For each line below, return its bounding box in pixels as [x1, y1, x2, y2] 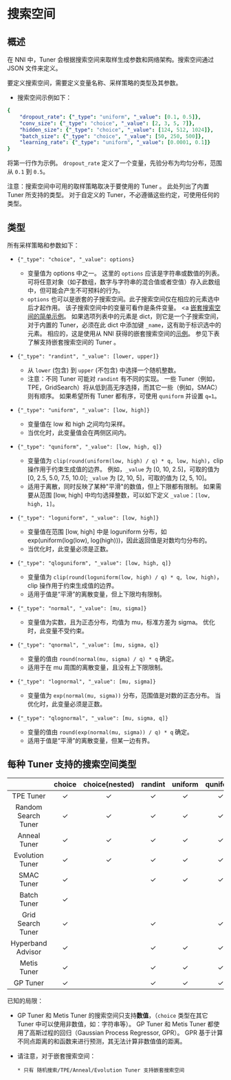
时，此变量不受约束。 [27, 626, 88, 635]
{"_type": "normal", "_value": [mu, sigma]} [16, 604, 147, 612]
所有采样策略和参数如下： [7, 241, 80, 249]
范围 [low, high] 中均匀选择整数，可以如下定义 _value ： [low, [39, 491, 211, 499]
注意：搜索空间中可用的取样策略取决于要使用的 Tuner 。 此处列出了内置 [7, 182, 210, 190]
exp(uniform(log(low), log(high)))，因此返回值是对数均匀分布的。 [27, 536, 211, 544]
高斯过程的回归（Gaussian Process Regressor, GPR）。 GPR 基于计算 [29, 1028, 223, 1037]
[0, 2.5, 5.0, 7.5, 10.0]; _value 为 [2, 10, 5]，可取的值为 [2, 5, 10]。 [27, 473, 211, 482]
